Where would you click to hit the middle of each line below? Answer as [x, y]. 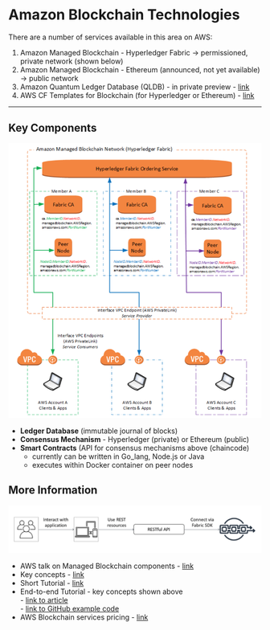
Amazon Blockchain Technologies [124, 15]
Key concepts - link [52, 574]
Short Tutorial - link [52, 583]
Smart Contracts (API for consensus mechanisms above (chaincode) [135, 448]
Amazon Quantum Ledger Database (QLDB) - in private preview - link [135, 87]
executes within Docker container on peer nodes [112, 465]
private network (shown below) [72, 61]
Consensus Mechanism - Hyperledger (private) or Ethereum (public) [135, 440]
